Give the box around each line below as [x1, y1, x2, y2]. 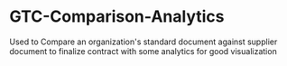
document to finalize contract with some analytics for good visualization [9, 45, 277, 56]
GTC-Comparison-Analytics [9, 6, 225, 27]
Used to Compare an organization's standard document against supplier [9, 36, 278, 47]
